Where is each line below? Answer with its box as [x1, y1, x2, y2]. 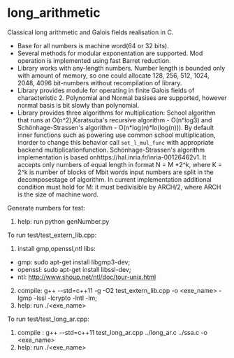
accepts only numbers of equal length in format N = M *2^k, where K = [17, 160, 222, 169]
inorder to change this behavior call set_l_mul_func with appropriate [17, 138, 214, 146]
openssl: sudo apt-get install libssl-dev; [17, 265, 131, 273]
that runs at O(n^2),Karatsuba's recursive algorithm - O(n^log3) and [17, 115, 212, 124]
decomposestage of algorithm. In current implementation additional [17, 175, 212, 183]
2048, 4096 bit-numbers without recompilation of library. [17, 78, 182, 87]
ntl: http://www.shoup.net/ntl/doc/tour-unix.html [17, 273, 156, 281]
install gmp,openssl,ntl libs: [17, 244, 96, 252]
